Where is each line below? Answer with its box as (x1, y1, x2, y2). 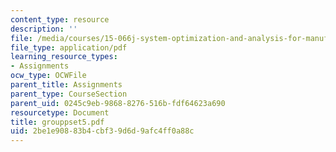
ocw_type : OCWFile (10, 71, 87, 81)
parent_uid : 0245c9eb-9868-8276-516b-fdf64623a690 (10, 98, 226, 108)
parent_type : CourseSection (10, 89, 128, 99)
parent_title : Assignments (10, 80, 123, 90)
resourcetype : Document (10, 107, 110, 118)
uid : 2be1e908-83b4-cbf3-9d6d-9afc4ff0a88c (10, 126, 195, 136)
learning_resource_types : (10, 52, 118, 62)
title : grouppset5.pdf (10, 117, 105, 127)
